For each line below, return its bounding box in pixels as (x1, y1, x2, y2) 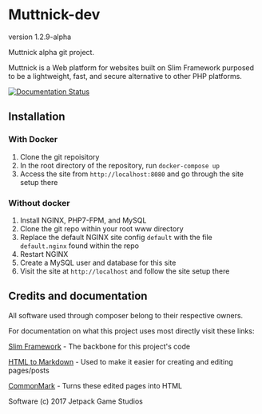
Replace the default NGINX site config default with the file (19, 232, 213, 242)
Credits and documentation (8, 290, 148, 303)
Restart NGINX (19, 249, 69, 258)
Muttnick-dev (8, 6, 101, 24)
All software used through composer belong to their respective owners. (8, 310, 244, 320)
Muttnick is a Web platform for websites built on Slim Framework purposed (8, 62, 254, 73)
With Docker (8, 134, 58, 145)
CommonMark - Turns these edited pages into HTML (8, 380, 183, 390)
